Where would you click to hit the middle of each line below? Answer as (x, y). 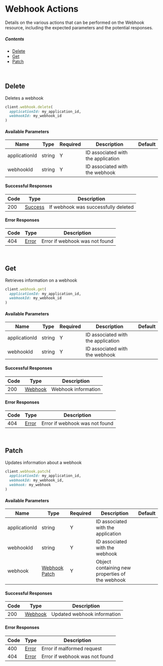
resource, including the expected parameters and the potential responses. (79, 27)
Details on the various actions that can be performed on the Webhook (75, 22)
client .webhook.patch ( (28, 471)
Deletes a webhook (24, 98)
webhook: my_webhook (30, 485)
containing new (113, 568)
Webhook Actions (42, 9)
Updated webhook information (86, 614)
